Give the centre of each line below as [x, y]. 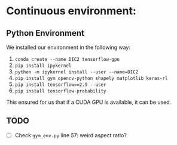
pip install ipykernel [43, 66]
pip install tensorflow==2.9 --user [60, 85]
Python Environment [45, 33]
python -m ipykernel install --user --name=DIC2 [77, 72]
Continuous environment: [71, 11]
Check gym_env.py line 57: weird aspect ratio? [71, 135]
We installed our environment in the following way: [68, 47]
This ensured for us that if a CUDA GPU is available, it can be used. [89, 102]
